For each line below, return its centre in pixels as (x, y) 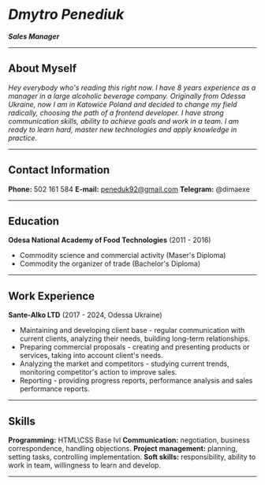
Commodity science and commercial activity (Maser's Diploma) (123, 256)
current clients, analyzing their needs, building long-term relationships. (134, 339)
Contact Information (59, 170)
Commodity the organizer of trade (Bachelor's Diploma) (110, 264)
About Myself (43, 69)
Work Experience (52, 296)
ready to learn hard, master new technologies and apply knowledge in (123, 129)
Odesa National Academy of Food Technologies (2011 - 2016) (110, 240)
